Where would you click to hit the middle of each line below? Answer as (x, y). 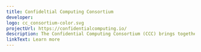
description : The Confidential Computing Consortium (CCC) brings (91, 34)
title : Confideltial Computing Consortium (60, 12)
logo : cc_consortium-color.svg (45, 23)
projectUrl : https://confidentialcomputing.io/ (67, 28)
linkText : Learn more (33, 39)
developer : (20, 17)
